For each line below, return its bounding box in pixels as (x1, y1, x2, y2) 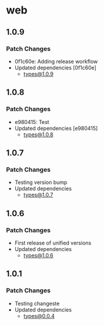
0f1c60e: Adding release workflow (14, 58, 98, 65)
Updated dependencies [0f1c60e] (14, 64, 97, 71)
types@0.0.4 (23, 312, 55, 319)
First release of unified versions (14, 239, 92, 246)
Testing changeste (14, 300, 60, 307)
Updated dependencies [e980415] (14, 125, 98, 132)
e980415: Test (14, 118, 49, 125)
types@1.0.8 (23, 130, 54, 138)
